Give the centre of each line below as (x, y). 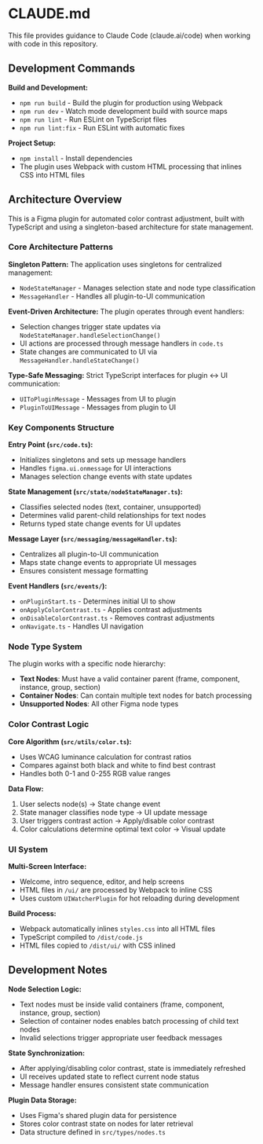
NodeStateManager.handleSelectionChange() (90, 335)
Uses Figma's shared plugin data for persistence (98, 1115)
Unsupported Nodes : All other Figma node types (99, 704)
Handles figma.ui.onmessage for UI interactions (95, 468)
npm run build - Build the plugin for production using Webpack (121, 102)
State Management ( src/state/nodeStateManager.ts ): (95, 492)
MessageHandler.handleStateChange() (79, 361)
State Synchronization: (46, 1053)
